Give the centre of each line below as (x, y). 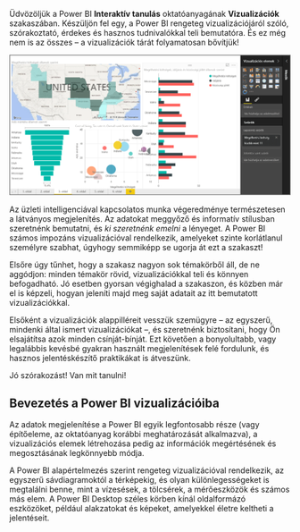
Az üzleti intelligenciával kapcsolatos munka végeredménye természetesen (147, 209)
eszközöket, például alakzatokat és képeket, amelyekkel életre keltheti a (142, 509)
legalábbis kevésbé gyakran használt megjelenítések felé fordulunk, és (139, 348)
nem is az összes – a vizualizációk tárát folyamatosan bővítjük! (124, 42)
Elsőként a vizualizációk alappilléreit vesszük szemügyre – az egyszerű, (141, 320)
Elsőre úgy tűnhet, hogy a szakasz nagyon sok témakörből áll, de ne (135, 265)
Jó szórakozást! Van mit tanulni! (68, 375)
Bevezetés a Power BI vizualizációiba (115, 403)
